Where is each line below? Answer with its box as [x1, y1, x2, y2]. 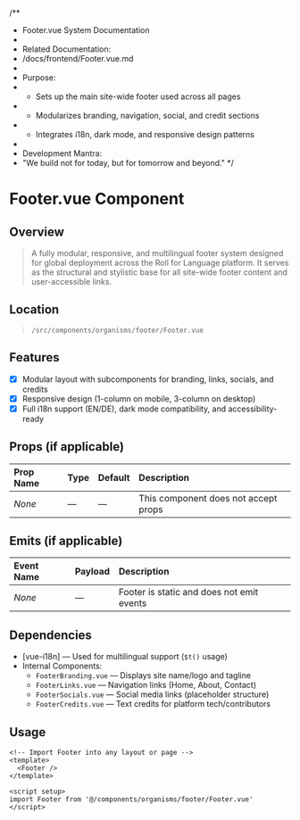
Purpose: [21, 72, 56, 83]
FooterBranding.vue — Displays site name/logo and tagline [35, 670, 252, 681]
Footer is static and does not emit [118, 586, 259, 599]
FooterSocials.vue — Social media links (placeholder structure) [35, 689, 270, 700]
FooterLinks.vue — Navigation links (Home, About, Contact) [35, 680, 257, 691]
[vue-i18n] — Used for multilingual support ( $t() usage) [21, 651, 228, 662]
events [118, 597, 147, 609]
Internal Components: [21, 660, 103, 672]
